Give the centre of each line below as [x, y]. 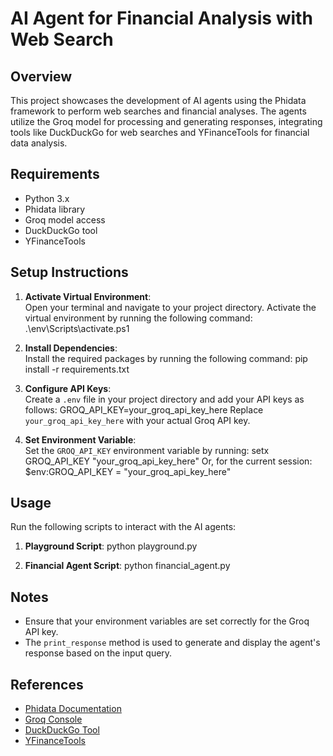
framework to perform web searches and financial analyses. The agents [158, 111]
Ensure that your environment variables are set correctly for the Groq [167, 621]
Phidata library [55, 209]
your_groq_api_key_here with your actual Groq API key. [137, 420]
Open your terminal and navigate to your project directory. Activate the [170, 307]
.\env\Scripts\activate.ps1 [77, 328]
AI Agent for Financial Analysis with [161, 18]
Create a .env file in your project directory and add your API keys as [164, 399]
